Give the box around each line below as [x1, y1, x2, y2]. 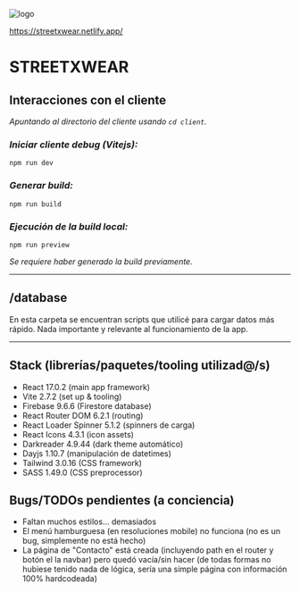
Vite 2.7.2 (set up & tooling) [21, 391, 122, 402]
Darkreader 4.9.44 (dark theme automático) [21, 438, 184, 449]
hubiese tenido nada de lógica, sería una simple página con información [21, 563, 287, 575]
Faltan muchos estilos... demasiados [21, 516, 157, 527]
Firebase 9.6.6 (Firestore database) [21, 400, 152, 411]
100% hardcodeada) [21, 573, 98, 584]
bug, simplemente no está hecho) [21, 536, 146, 546]
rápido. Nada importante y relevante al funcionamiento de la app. [9, 323, 248, 334]
